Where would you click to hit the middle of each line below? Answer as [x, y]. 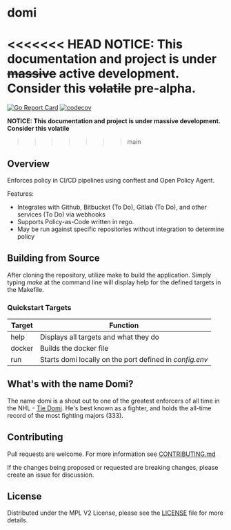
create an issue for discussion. [51, 475]
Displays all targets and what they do [100, 337]
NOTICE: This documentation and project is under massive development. [114, 121]
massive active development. [93, 74]
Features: [21, 193]
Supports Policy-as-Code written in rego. [76, 221]
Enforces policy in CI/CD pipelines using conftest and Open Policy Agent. [111, 180]
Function [124, 325]
